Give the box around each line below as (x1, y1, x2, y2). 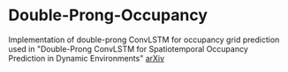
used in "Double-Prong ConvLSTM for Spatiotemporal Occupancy (8, 43, 249, 54)
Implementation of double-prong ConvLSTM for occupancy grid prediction (8, 34, 280, 45)
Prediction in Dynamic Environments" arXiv (8, 53, 165, 63)
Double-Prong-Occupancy (8, 5, 208, 25)
